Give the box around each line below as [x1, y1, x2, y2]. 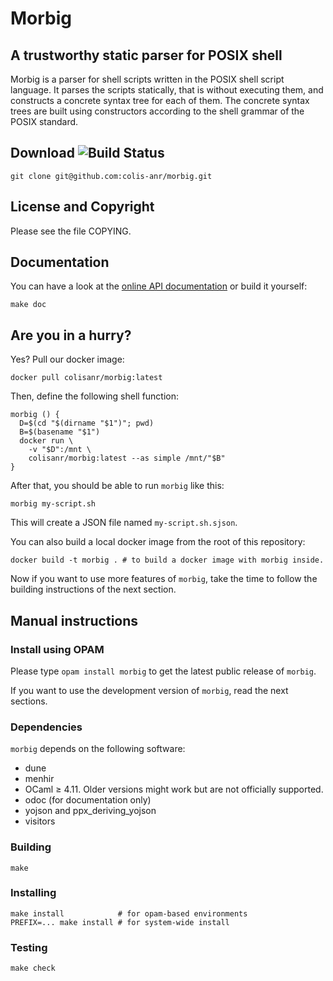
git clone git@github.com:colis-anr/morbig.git [10, 171, 213, 181]
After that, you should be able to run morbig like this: [10, 480, 225, 492]
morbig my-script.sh [10, 499, 97, 509]
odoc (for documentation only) [24, 794, 152, 806]
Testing [10, 940, 48, 954]
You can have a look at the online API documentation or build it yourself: [10, 280, 308, 292]
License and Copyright [10, 198, 155, 216]
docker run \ [19, 436, 74, 446]
